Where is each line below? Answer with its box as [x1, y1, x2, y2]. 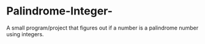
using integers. [6, 30, 44, 37]
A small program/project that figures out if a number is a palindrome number [6, 24, 199, 31]
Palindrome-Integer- [6, 4, 113, 18]
